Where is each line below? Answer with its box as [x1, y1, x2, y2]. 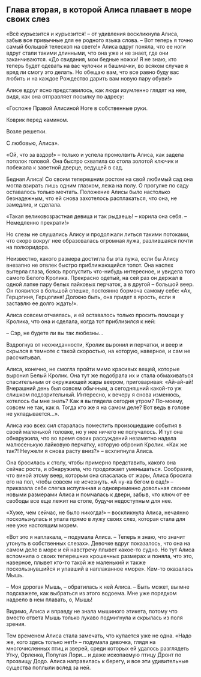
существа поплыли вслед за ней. [6, 664, 91, 671]
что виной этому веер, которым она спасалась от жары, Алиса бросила [6, 472, 192, 479]
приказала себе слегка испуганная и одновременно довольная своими [6, 484, 191, 491]
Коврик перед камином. [6, 116, 69, 123]
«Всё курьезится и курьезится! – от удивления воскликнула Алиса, [6, 30, 179, 37]
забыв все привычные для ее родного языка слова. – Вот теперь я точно [6, 36, 193, 44]
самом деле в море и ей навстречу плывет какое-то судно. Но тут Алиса [6, 546, 195, 553]
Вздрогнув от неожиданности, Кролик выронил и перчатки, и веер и [6, 341, 183, 348]
